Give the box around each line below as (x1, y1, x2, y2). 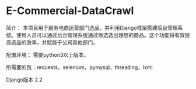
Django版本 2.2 (6, 76, 43, 83)
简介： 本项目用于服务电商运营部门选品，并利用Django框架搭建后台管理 (6, 24, 178, 31)
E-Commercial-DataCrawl (6, 4, 134, 18)
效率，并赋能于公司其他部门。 (26, 39, 98, 46)
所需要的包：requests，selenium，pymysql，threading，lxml (6, 63, 153, 71)
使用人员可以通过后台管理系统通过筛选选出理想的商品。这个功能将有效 (16, 31, 185, 39)
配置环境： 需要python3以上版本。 (6, 51, 89, 58)
